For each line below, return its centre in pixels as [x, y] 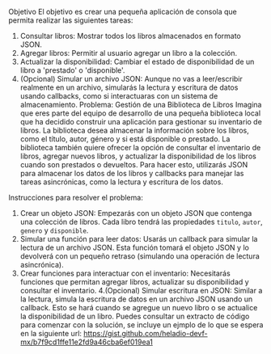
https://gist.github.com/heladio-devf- [146, 333]
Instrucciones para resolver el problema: [76, 198]
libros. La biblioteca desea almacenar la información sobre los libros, [134, 130]
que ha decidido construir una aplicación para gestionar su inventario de [141, 122]
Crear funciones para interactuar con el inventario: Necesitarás [125, 273]
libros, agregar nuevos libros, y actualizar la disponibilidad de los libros [138, 156]
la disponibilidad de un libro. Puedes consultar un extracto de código [135, 316]
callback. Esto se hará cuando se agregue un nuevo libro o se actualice [139, 308]
